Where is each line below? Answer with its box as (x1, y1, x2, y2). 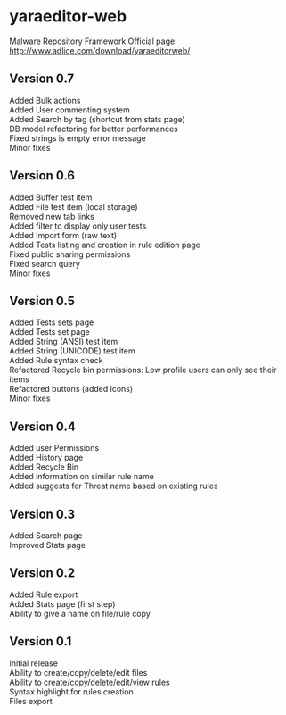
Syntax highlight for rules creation (9, 686, 134, 697)
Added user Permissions (9, 443, 100, 453)
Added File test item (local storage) (9, 201, 138, 212)
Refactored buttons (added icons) (9, 384, 134, 395)
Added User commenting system (9, 104, 131, 115)
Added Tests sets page (9, 317, 94, 328)
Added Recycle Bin (9, 461, 79, 472)
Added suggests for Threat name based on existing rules (9, 480, 218, 492)
